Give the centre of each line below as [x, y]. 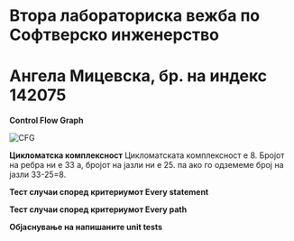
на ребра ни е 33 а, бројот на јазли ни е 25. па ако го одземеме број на [147, 165]
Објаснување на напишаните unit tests [86, 227]
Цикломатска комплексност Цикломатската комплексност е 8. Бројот [147, 155]
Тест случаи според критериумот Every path [98, 209]
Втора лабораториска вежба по [134, 16]
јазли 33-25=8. [38, 175]
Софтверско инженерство [114, 35]
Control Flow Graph [46, 120]
